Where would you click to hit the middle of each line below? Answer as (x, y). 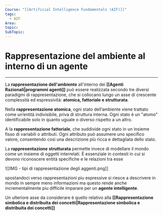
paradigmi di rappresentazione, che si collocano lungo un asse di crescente (81, 95)
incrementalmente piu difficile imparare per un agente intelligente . (72, 188)
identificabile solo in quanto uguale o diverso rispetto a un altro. (69, 119)
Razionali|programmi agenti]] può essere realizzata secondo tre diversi (77, 89)
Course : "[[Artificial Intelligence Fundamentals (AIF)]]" (66, 9)
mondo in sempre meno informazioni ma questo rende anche (66, 183)
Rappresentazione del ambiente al (75, 56)
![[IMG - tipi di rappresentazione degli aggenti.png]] (57, 168)
